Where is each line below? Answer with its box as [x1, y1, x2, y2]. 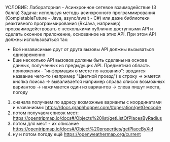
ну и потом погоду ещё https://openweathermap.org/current [12, 131, 141, 137]
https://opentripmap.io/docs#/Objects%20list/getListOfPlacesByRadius [12, 115, 162, 121]
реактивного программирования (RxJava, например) [5, 20, 121, 26]
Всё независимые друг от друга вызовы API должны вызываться [12, 46, 154, 52]
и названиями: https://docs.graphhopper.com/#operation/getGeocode [12, 105, 161, 110]
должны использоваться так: [5, 36, 69, 42]
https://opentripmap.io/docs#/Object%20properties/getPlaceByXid [12, 126, 154, 132]
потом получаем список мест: [12, 110, 79, 116]
